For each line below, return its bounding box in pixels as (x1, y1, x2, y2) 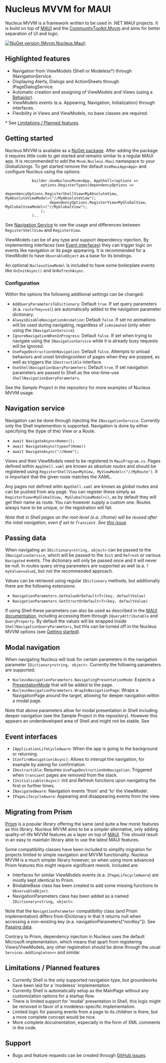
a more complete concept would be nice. (12, 1014, 96, 1020)
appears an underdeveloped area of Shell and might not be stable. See (5, 718, 150, 724)
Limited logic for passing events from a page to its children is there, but (12, 1009, 158, 1015)
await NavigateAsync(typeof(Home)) (12, 444, 86, 449)
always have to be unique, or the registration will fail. (5, 504, 113, 511)
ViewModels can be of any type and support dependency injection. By (5, 236, 149, 242)
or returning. (12, 751, 38, 757)
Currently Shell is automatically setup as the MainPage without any (12, 987, 149, 993)
